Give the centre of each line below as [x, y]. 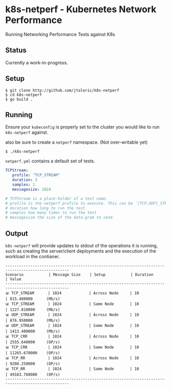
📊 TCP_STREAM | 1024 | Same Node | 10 [72, 304]
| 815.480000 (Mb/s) [33, 299]
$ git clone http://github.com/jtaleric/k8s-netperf [62, 90]
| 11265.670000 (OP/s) [33, 353]
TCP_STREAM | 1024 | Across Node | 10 [75, 293]
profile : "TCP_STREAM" [36, 175]
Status [16, 50]
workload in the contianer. [33, 256]
